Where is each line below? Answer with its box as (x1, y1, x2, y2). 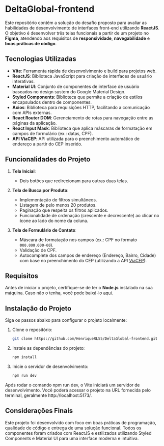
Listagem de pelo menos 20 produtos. (19, 202, 97, 208)
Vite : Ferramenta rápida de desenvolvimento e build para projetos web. (12, 68, 157, 74)
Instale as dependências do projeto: (12, 345, 85, 351)
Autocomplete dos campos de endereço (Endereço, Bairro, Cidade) (19, 252, 156, 258)
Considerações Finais (5, 407, 73, 415)
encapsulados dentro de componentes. (12, 99, 92, 105)
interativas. (12, 78, 35, 84)
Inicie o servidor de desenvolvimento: (12, 363, 88, 369)
